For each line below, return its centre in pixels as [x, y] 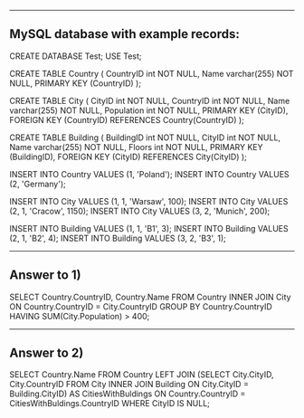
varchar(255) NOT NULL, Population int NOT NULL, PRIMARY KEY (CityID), [149, 110]
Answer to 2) [47, 353]
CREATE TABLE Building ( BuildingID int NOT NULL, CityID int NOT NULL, [145, 138]
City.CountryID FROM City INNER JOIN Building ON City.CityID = [129, 385]
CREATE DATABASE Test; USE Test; [76, 56]
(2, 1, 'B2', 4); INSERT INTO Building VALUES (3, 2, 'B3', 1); [118, 238]
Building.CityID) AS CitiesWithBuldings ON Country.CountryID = [128, 394]
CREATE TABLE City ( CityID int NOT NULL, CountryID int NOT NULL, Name [150, 100]
